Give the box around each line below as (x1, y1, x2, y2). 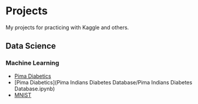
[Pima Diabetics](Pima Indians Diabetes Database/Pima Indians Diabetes (14, 78, 193, 86)
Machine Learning (5, 59, 60, 67)
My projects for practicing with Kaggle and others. (5, 24, 129, 31)
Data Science (5, 41, 56, 51)
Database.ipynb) (14, 85, 55, 92)
